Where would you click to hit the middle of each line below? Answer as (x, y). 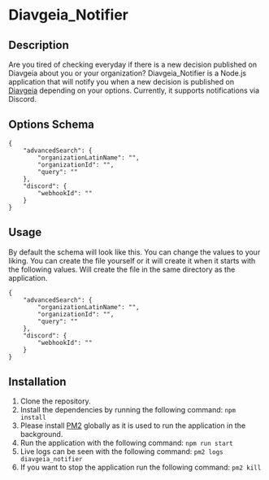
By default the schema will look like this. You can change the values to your (134, 252)
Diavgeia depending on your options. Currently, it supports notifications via (134, 90)
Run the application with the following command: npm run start (126, 443)
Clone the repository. (55, 401)
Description (39, 45)
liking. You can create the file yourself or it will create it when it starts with (132, 260)
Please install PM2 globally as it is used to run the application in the (133, 425)
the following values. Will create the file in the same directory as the (122, 269)
